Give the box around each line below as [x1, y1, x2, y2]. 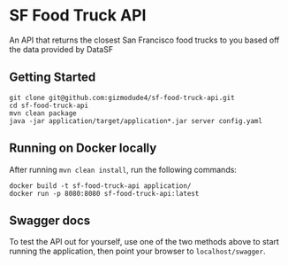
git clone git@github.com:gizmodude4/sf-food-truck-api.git [9, 93, 236, 102]
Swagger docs [9, 213, 91, 228]
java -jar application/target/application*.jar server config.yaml [9, 116, 263, 125]
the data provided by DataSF [9, 43, 113, 54]
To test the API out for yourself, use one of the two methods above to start [9, 237, 280, 247]
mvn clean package [9, 108, 77, 118]
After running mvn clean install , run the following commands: [9, 164, 237, 175]
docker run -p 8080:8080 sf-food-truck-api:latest [9, 189, 200, 198]
